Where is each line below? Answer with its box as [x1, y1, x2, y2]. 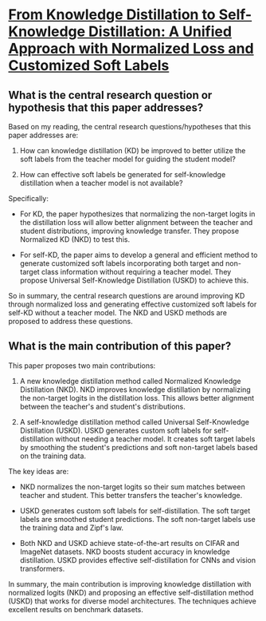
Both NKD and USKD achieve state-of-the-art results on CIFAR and [19, 538, 240, 548]
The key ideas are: [8, 466, 69, 476]
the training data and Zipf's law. [19, 523, 124, 532]
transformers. [19, 564, 65, 573]
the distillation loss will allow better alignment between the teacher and [19, 218, 253, 227]
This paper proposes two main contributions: [8, 361, 156, 370]
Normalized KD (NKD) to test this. [19, 235, 130, 244]
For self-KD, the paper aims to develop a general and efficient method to [19, 250, 258, 259]
